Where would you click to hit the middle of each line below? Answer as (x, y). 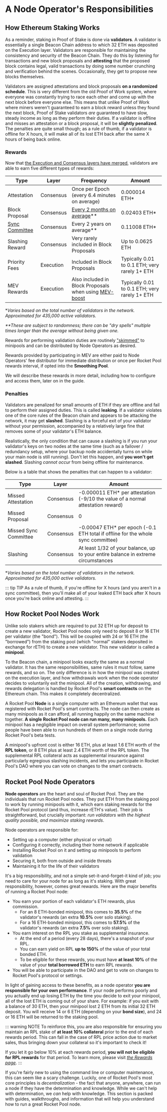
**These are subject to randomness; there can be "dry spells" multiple (78, 326)
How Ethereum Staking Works (53, 28)
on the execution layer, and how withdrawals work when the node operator (82, 678)
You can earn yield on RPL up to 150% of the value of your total (85, 949)
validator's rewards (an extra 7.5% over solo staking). (75, 928)
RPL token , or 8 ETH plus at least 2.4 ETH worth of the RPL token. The (77, 750)
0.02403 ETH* (139, 213)
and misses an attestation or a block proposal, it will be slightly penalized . (81, 123)
